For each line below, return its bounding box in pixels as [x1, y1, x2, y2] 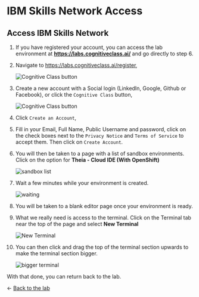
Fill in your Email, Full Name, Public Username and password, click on [15, 126, 186, 132]
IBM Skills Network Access [7, 4, 143, 18]
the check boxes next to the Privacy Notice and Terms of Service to [15, 132, 184, 139]
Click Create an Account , [15, 115, 77, 121]
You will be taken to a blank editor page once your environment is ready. [15, 203, 193, 209]
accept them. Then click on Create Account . [15, 138, 123, 146]
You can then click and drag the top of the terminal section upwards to [15, 243, 189, 250]
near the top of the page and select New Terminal [15, 221, 139, 227]
